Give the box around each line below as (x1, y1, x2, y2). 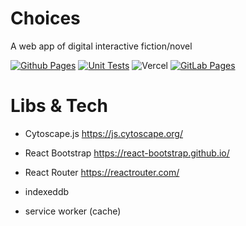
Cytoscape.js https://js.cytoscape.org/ (24, 127, 184, 139)
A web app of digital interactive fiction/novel (10, 40, 193, 52)
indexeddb (24, 185, 70, 197)
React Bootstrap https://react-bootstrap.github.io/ (24, 147, 230, 159)
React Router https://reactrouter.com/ (24, 166, 180, 178)
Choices (10, 7, 81, 30)
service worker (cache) (24, 205, 122, 217)
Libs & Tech (10, 95, 108, 117)
